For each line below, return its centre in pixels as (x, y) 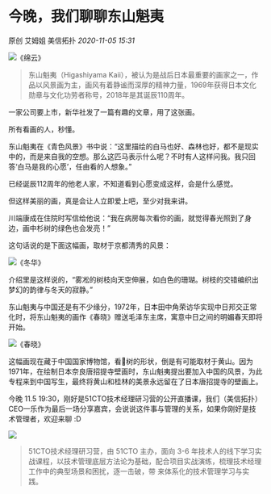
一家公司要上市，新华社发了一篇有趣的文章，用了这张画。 (104, 112)
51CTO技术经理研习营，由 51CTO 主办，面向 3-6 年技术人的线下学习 (142, 451)
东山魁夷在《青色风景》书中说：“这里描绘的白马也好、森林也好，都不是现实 (134, 146)
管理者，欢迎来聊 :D (48, 419)
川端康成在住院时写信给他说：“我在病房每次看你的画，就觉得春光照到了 (127, 218)
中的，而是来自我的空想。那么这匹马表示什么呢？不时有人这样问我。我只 (128, 156)
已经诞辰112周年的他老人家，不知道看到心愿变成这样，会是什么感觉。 (123, 183)
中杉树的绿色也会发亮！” (70, 228)
